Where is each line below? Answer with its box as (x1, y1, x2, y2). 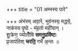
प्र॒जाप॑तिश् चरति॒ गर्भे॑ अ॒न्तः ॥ (6, 38, 59, 45)
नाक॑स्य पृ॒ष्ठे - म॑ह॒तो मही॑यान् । (6, 25, 64, 31)
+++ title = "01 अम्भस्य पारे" (6, 6, 68, 13)
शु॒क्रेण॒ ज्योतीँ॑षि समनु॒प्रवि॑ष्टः (6, 31, 57, 38)
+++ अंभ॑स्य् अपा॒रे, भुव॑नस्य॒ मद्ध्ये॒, (6, 18, 72, 25)
